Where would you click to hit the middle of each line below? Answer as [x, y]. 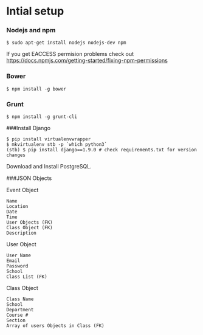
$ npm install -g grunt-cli [42, 117]
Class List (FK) [27, 277]
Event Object [22, 190]
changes [16, 155]
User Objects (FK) [29, 223]
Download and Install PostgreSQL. [49, 167]
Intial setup [35, 11]
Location [17, 207]
